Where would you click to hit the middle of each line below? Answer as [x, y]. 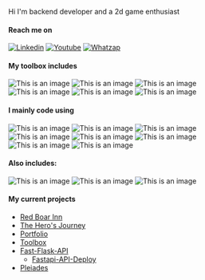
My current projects [42, 199]
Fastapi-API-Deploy [64, 259]
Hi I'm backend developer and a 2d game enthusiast [94, 12]
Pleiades [34, 268]
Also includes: [33, 164]
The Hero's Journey [53, 226]
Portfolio [34, 234]
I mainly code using [41, 110]
